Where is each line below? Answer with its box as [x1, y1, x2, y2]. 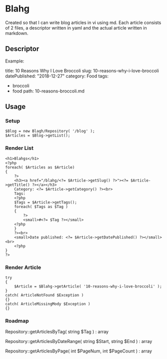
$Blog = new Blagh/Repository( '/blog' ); [5, 128, 95, 134]
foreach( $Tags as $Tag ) [14, 204, 68, 209]
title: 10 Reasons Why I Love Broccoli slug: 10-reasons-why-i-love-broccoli [5, 67, 159, 73]
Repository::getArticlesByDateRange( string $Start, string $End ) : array [5, 338, 152, 344]
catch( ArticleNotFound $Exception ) [5, 293, 84, 298]
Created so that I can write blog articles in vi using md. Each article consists [5, 19, 161, 25]
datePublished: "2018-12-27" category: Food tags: [5, 73, 109, 79]
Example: [5, 58, 24, 64]
